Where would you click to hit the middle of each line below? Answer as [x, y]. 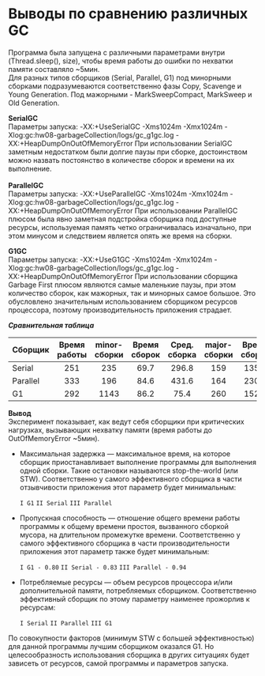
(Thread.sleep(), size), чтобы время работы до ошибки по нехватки [121, 61]
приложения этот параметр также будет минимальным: [114, 551]
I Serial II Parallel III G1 [66, 623]
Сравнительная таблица [51, 325]
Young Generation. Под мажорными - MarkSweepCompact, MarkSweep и [130, 94]
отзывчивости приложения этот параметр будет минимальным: [128, 487]
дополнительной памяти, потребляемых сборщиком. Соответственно [138, 591]
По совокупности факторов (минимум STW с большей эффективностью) [131, 638]
